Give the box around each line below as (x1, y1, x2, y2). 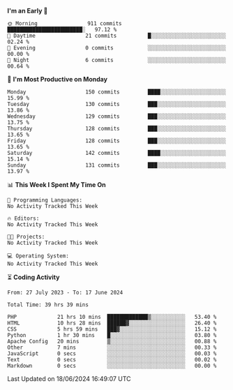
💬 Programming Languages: (7, 197, 82, 204)
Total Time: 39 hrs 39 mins (7, 301, 89, 308)
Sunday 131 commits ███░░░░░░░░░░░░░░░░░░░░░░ (7, 162, 227, 169)
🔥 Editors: (7, 215, 40, 222)
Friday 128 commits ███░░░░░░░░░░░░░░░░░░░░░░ (7, 137, 227, 144)
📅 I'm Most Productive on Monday (7, 75, 108, 83)
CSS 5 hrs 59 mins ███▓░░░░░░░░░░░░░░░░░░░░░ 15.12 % (7, 326, 217, 333)
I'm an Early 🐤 (7, 7, 48, 15)
